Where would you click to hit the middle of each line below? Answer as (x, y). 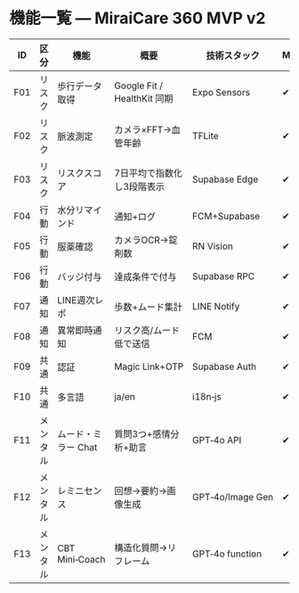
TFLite (206, 136)
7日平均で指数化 (149, 173)
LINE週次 (76, 300)
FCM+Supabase (226, 216)
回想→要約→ (141, 490)
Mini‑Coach (81, 559)
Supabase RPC (224, 276)
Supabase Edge (226, 179)
